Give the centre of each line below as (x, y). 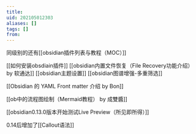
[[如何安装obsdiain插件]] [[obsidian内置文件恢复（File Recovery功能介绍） (100, 66)
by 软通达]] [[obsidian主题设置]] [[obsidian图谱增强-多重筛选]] (85, 73)
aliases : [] (21, 23)
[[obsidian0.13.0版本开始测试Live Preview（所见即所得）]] (78, 112)
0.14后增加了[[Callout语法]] (40, 125)
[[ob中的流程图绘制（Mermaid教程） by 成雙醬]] (67, 99)
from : (13, 35)
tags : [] (17, 29)
